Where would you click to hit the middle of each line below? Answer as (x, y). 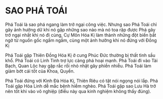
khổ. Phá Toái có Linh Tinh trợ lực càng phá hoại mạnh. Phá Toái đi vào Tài (81, 60)
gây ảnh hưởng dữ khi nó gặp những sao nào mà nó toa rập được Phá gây (80, 29)
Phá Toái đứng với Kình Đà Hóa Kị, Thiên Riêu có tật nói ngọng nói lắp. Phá (81, 81)
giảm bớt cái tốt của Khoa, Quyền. (40, 71)
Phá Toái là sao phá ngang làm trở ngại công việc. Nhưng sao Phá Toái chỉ (81, 24)
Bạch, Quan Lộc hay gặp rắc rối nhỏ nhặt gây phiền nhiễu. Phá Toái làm (78, 66)
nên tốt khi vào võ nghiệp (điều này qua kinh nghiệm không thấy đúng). (78, 91)
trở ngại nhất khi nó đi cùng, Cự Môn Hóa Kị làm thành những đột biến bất (81, 35)
